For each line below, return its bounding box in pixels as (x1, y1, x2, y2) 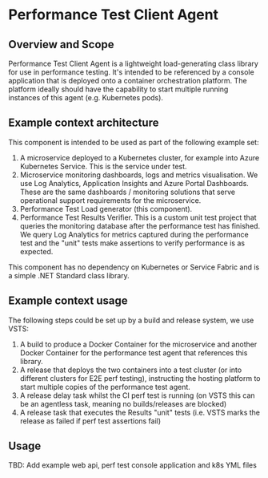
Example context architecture (8, 116, 159, 130)
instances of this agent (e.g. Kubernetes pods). (8, 93, 164, 102)
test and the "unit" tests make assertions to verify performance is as (19, 238, 246, 248)
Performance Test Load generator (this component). (19, 204, 193, 213)
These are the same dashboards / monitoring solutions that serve (19, 187, 236, 196)
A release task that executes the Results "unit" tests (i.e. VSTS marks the (19, 407, 261, 417)
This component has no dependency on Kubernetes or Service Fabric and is (8, 262, 260, 272)
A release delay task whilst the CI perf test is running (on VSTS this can (19, 391, 255, 400)
